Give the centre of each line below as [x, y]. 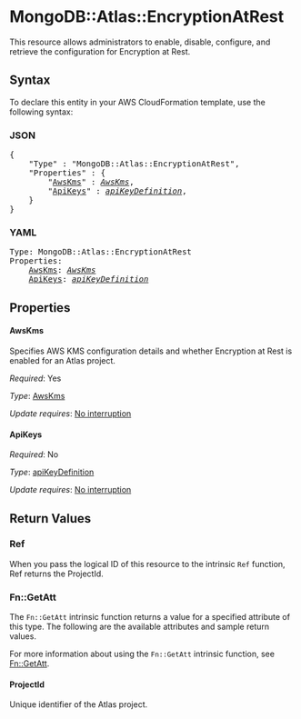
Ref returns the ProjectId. [57, 574]
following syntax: [41, 112]
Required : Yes [35, 378]
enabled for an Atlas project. [63, 360]
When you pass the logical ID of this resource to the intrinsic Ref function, [147, 564]
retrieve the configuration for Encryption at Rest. [100, 51]
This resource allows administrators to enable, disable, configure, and [140, 42]
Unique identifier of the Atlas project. [79, 704]
